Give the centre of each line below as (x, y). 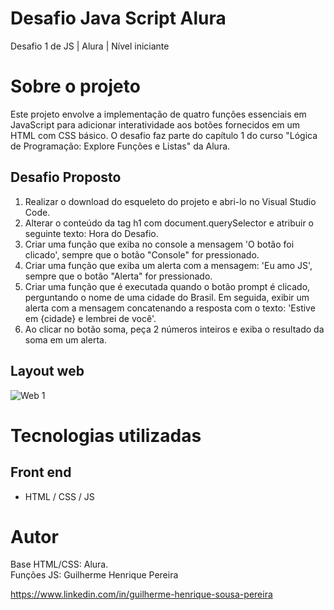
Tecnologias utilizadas (106, 435)
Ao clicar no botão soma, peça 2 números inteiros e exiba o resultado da (174, 329)
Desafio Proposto (66, 177)
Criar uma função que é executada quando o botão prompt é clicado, (167, 286)
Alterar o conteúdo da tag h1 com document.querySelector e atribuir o (169, 223)
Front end (41, 472)
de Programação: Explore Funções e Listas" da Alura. (120, 146)
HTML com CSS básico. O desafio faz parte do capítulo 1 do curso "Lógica (164, 135)
